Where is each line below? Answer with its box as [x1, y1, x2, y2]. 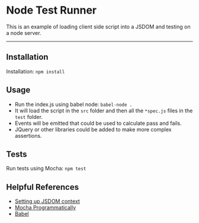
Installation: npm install [6, 67, 65, 75]
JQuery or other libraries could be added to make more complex [14, 125, 172, 133]
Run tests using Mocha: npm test [6, 165, 86, 172]
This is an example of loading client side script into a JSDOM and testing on [6, 23, 191, 30]
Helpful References [6, 182, 79, 192]
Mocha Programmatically [14, 204, 76, 211]
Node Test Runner [6, 4, 97, 17]
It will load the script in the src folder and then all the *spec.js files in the [14, 107, 193, 114]
